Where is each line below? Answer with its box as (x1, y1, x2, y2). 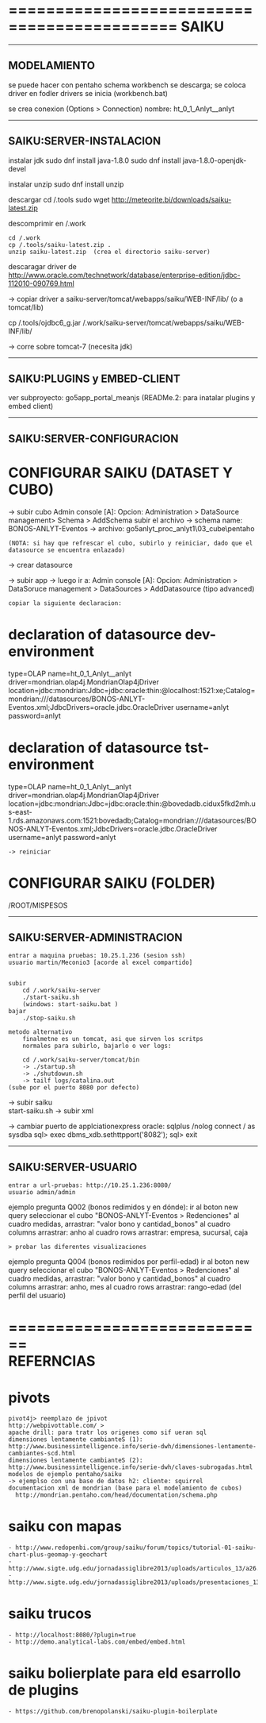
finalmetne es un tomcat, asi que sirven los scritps (22, 1035, 203, 1043)
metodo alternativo (8, 1028, 73, 1036)
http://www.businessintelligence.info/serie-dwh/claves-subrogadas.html (8, 1463, 253, 1471)
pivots (8, 1389, 51, 1406)
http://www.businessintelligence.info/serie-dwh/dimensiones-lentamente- (8, 1443, 257, 1451)
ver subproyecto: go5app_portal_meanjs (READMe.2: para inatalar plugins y (8, 393, 256, 403)
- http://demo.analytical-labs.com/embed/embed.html (8, 1638, 186, 1646)
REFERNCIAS (8, 1352, 96, 1370)
